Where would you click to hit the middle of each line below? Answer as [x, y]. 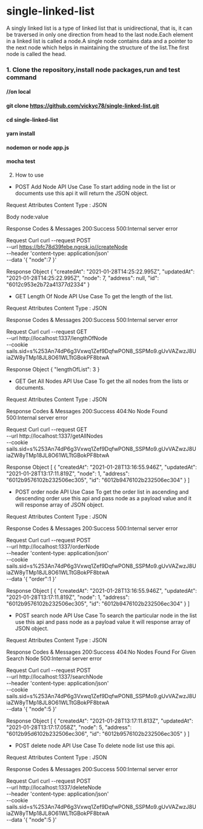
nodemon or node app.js [38, 147]
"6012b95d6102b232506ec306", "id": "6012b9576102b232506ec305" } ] [98, 734]
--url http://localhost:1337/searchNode [55, 677]
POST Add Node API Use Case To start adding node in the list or [95, 187]
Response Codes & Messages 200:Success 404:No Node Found [87, 411]
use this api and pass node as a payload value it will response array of [103, 622]
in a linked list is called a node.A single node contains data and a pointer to [99, 41]
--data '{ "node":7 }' [32, 260]
